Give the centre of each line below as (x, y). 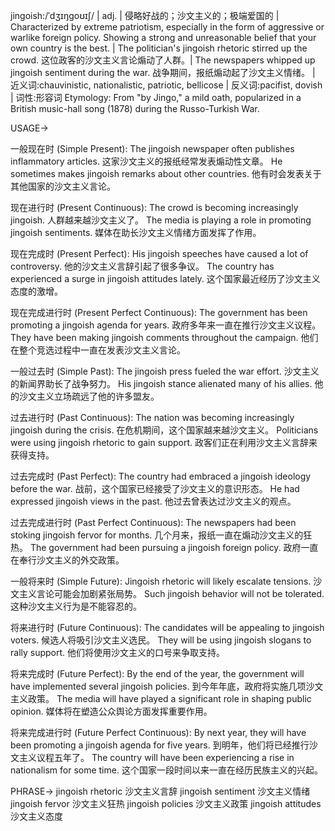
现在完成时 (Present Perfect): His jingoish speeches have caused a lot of (159, 253)
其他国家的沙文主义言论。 (63, 186)
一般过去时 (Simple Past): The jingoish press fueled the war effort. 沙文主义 (165, 371)
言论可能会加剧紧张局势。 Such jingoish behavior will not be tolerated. (180, 593)
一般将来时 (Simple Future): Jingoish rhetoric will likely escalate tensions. (161, 581)
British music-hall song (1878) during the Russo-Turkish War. (135, 108)
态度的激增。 (36, 291)
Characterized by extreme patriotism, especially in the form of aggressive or (167, 27)
